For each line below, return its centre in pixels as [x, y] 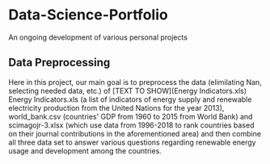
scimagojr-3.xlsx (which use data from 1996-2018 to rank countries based [131, 125]
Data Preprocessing [59, 63]
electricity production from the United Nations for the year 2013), [116, 107]
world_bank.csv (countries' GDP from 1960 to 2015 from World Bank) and [131, 116]
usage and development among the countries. [85, 150]
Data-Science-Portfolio [88, 15]
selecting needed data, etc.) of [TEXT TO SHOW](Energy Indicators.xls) [128, 90]
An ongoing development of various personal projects [98, 37]
